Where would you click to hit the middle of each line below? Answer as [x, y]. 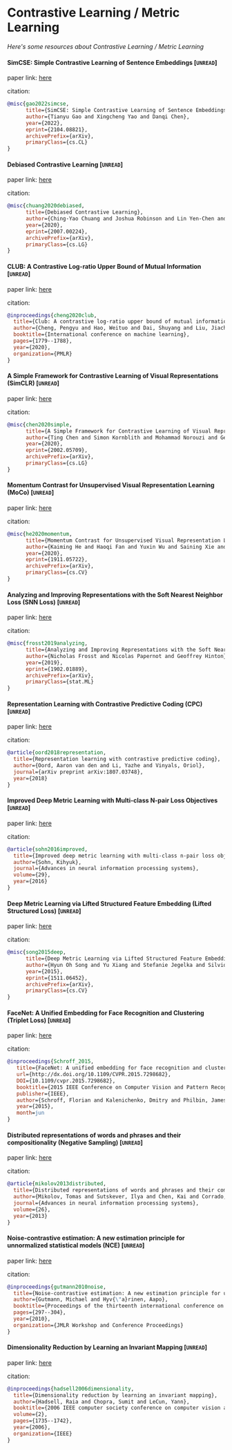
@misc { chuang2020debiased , [46, 206]
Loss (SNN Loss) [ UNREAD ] [44, 602]
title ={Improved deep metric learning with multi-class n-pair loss [114, 856]
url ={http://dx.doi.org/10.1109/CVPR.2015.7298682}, [94, 1075]
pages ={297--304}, [40, 1312]
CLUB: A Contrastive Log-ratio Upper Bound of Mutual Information [104, 266]
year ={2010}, [32, 1319]
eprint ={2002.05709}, [57, 451]
